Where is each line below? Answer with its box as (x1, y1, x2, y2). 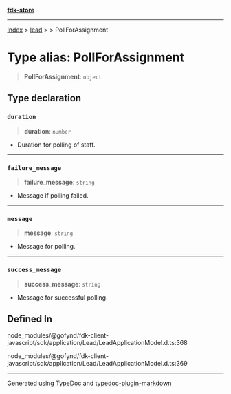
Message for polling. (16, 242, 76, 251)
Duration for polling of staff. (16, 141, 96, 149)
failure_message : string (23, 178, 95, 186)
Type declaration (7, 92, 81, 104)
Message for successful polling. (16, 293, 108, 302)
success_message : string (23, 280, 101, 288)
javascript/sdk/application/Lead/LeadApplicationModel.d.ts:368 (7, 339, 188, 347)
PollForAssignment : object (23, 72, 102, 81)
